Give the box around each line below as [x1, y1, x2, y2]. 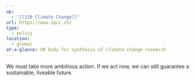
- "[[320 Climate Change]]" [11, 14, 80, 20]
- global [11, 42, 33, 47]
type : [6, 25, 19, 31]
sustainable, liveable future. [6, 69, 73, 76]
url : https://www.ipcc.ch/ [6, 19, 72, 25]
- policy [11, 30, 33, 36]
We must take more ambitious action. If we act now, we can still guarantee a [6, 63, 189, 70]
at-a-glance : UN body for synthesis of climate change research [6, 47, 166, 53]
